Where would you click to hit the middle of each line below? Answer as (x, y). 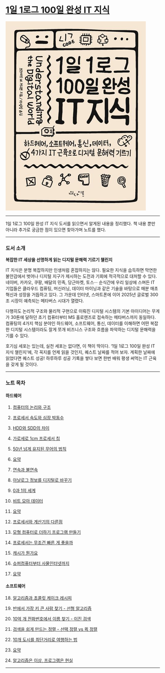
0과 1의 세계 (24, 491)
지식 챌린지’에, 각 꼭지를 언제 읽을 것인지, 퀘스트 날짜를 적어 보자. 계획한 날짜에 (81, 352)
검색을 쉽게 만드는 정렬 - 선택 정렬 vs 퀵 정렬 (55, 629)
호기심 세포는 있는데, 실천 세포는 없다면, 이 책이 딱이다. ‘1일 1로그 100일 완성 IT (80, 346)
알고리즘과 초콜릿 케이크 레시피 (42, 598)
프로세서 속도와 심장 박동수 (38, 418)
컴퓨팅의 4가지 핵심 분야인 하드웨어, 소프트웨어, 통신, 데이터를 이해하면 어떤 (77, 323)
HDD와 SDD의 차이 (31, 428)
